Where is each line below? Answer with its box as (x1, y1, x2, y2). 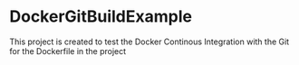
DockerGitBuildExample (9, 6, 193, 27)
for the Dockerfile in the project (9, 45, 127, 56)
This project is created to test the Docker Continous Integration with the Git (9, 36, 290, 47)
